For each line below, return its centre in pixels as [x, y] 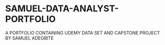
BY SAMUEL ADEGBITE [29, 38]
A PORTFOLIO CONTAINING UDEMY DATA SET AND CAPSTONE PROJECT [82, 33]
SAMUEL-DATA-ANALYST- [62, 9]
